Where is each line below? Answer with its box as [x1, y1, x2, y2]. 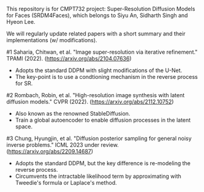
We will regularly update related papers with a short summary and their [6, 30, 186, 37]
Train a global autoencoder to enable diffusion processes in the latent [15, 116, 191, 124]
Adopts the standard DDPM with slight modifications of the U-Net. [15, 67, 183, 74]
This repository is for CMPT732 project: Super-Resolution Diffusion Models [6, 6, 195, 12]
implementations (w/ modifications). [6, 37, 97, 43]
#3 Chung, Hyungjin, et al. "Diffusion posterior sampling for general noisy [6, 135, 192, 142]
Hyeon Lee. [6, 18, 36, 25]
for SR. [15, 79, 33, 87]
